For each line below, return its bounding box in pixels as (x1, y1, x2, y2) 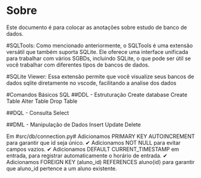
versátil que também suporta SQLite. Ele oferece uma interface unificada (6, 48, 188, 55)
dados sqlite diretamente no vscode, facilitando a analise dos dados (6, 79, 177, 87)
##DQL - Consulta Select (6, 109, 69, 116)
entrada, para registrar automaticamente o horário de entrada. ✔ (6, 152, 168, 159)
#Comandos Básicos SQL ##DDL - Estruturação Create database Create (6, 91, 188, 98)
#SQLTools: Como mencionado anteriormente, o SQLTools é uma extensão (6, 42, 193, 49)
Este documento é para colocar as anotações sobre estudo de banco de (6, 24, 187, 31)
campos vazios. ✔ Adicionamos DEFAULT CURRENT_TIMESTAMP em (6, 145, 179, 153)
